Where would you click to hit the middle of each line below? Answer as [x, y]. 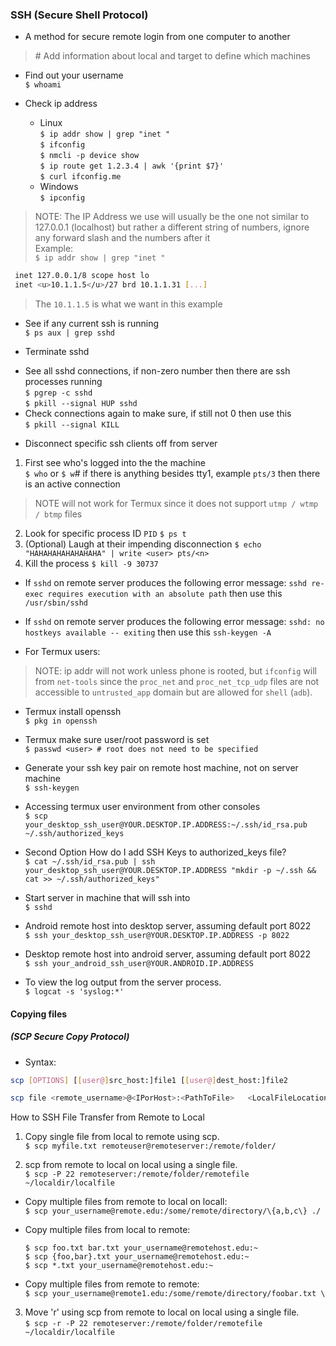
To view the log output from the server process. [123, 982]
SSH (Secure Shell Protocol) [79, 15]
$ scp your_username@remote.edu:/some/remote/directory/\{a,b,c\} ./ [173, 1211]
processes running [63, 382]
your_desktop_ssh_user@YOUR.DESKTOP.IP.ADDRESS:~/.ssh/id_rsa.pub [166, 825]
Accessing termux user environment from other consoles [142, 807]
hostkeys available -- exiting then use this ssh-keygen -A [148, 632]
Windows [59, 187]
